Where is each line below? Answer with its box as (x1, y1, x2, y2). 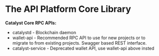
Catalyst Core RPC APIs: (5, 20, 57, 26)
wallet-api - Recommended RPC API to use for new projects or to (12, 35, 146, 41)
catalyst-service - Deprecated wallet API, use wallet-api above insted (12, 45, 155, 51)
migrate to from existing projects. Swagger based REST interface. (12, 40, 147, 46)
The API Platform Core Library (5, 3, 131, 15)
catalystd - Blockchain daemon (12, 29, 76, 35)
